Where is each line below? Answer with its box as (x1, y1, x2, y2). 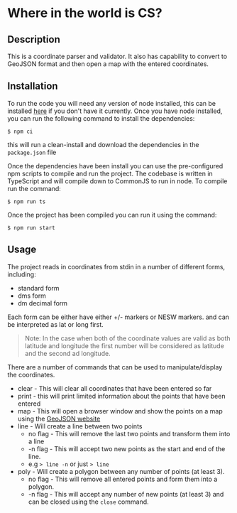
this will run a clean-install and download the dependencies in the (7, 140, 199, 148)
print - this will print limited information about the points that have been (17, 391, 226, 400)
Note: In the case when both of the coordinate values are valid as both (24, 334, 231, 342)
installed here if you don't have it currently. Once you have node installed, (7, 107, 223, 115)
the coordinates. (7, 370, 55, 379)
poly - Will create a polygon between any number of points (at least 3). (17, 467, 225, 475)
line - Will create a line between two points (17, 421, 143, 431)
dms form (17, 291, 46, 300)
